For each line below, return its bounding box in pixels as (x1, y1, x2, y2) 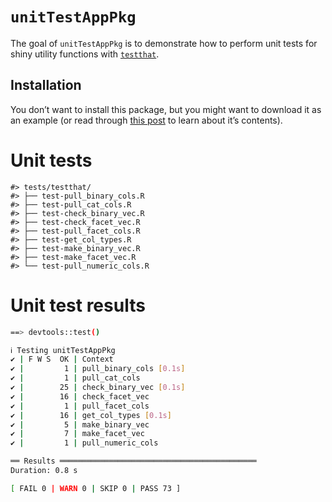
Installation (10, 77, 82, 94)
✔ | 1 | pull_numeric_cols (10, 438, 159, 448)
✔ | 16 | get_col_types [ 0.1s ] (10, 410, 172, 420)
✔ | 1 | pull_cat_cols (10, 373, 141, 383)
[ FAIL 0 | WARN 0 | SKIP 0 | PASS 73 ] (10, 483, 182, 493)
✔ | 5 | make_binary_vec (10, 419, 150, 430)
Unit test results (10, 294, 146, 317)
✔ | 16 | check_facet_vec (10, 391, 150, 402)
